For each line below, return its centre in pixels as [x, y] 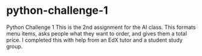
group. [15, 46]
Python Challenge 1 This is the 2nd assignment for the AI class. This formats [101, 27]
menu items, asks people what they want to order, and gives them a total [97, 33]
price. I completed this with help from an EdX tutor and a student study [94, 40]
